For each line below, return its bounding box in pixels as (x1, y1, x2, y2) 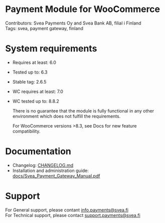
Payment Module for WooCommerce (5, 3, 160, 15)
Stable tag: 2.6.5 (12, 78, 47, 84)
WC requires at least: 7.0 (12, 88, 64, 94)
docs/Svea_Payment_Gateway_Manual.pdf (12, 172, 100, 178)
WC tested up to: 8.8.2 (12, 98, 59, 104)
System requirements (5, 43, 97, 54)
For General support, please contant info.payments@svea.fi (5, 206, 129, 213)
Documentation (5, 146, 72, 157)
